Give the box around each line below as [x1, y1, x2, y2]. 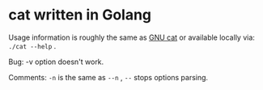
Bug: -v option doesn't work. [8, 57, 104, 66]
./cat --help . [8, 41, 57, 50]
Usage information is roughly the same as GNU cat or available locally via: [8, 32, 255, 42]
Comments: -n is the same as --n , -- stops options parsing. [8, 72, 209, 82]
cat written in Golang [8, 6, 152, 24]
